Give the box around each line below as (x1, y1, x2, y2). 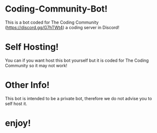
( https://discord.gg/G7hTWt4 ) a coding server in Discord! (5, 24, 120, 30)
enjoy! (5, 118, 31, 129)
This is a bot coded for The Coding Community (5, 19, 99, 25)
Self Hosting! (5, 42, 59, 53)
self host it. (5, 101, 28, 106)
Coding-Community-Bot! (5, 3, 108, 15)
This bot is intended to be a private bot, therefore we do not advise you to (5, 95, 152, 101)
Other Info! (5, 80, 50, 90)
